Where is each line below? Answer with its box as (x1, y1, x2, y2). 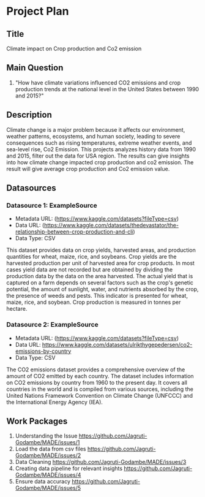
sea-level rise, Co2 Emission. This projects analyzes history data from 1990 (6, 145, 196, 153)
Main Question (6, 63, 64, 73)
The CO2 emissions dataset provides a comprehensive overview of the (6, 366, 185, 373)
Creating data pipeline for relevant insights (15, 465, 123, 472)
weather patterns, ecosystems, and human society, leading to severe (6, 132, 181, 140)
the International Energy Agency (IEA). (6, 398, 103, 406)
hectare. (6, 305, 28, 313)
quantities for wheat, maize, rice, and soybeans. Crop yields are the (6, 253, 177, 260)
